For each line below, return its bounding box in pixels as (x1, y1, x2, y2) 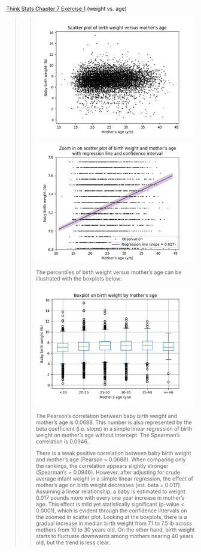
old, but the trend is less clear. (35, 539, 111, 546)
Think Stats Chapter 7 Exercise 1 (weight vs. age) (6, 5, 127, 12)
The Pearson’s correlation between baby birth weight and (35, 412, 178, 419)
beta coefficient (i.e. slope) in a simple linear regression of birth (35, 425, 193, 432)
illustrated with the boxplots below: (35, 274, 123, 282)
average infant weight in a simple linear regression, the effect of (35, 475, 193, 482)
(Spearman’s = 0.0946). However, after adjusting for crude (35, 469, 181, 476)
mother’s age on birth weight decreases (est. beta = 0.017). (35, 481, 182, 488)
